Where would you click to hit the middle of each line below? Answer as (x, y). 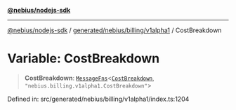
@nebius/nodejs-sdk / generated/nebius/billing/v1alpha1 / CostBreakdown (114, 30)
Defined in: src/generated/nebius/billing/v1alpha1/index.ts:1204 (98, 99)
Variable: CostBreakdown (84, 59)
